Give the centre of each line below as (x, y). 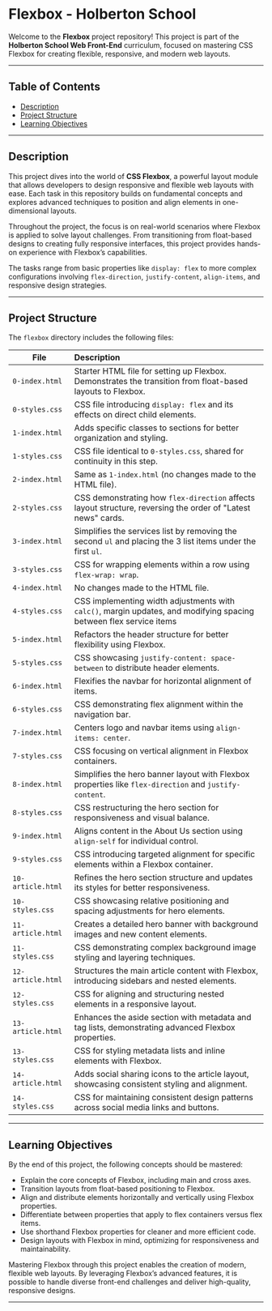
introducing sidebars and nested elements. (155, 981)
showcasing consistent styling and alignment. (161, 1084)
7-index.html (38, 733)
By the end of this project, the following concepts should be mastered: (125, 1164)
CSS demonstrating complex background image (165, 947)
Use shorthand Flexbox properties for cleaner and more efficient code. (138, 1232)
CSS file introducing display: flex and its (154, 404)
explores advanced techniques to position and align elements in (115, 202)
